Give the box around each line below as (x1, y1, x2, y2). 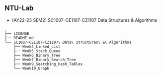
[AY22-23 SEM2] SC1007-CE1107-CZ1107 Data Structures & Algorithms (11, 17, 158, 23)
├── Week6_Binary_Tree (13, 53, 61, 58)
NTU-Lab (4, 4, 34, 12)
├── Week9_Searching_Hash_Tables (13, 62, 83, 67)
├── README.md (4, 35, 34, 40)
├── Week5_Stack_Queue (13, 48, 61, 54)
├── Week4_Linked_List (13, 44, 61, 49)
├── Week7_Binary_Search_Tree (13, 57, 77, 62)
